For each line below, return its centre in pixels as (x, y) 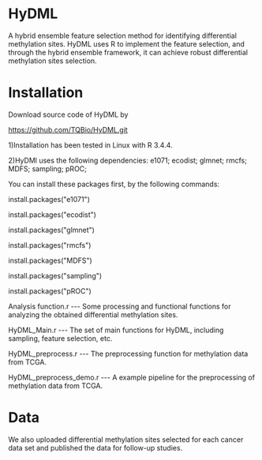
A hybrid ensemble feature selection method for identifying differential (122, 36)
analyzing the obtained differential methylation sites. (93, 314)
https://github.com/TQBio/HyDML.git (68, 129)
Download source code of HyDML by (68, 114)
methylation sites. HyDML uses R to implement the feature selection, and (126, 43)
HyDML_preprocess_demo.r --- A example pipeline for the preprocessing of (131, 377)
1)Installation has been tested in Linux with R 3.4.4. (90, 145)
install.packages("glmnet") (51, 230)
